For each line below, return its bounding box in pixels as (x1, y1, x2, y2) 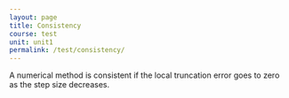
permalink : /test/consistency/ (9, 46, 125, 55)
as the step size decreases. (9, 79, 109, 90)
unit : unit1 (9, 37, 53, 47)
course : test (9, 29, 58, 38)
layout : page (9, 12, 58, 22)
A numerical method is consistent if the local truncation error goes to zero (9, 70, 280, 80)
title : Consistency (9, 21, 82, 30)
